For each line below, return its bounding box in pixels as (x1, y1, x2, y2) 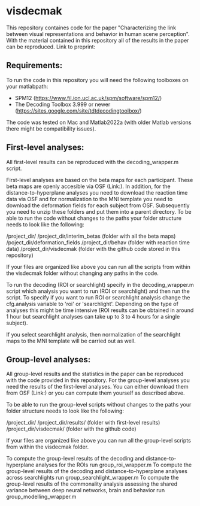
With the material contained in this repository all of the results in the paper (6, 37, 189, 44)
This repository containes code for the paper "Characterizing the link (6, 24, 177, 31)
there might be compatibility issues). (6, 125, 96, 132)
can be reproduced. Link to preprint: (6, 43, 96, 50)
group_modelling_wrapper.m (6, 493, 77, 501)
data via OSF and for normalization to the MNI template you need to (6, 195, 173, 202)
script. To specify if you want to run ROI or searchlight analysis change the (6, 293, 190, 301)
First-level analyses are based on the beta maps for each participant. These (6, 176, 193, 183)
